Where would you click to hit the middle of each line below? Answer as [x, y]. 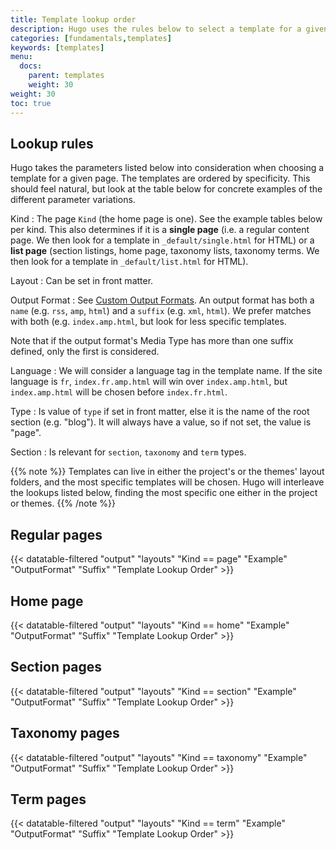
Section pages [56, 667]
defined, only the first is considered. [85, 352]
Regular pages [56, 534]
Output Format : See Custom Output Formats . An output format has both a [162, 300]
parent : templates [66, 76]
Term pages [48, 799]
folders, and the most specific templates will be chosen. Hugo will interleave [167, 482]
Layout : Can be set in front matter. [82, 281]
